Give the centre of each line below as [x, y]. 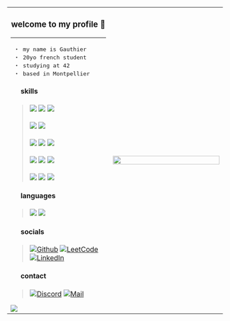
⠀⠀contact [28, 276]
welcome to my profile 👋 [59, 25]
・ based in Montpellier [52, 74]
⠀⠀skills [24, 91]
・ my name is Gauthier [50, 49]
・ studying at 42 [42, 66]
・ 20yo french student [50, 57]
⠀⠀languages [33, 195]
